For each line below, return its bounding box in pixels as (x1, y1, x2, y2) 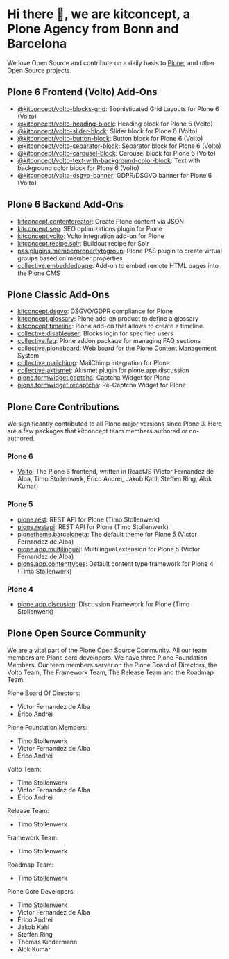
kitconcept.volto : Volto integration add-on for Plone (17, 232, 164, 240)
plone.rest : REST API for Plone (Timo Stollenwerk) (17, 515, 160, 524)
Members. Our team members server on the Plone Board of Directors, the (7, 660, 217, 669)
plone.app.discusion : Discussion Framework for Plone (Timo (17, 600, 190, 608)
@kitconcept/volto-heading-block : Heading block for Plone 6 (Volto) (17, 119, 213, 128)
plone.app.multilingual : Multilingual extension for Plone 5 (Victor (17, 544, 201, 553)
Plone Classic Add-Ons (7, 288, 110, 301)
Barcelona (7, 36, 67, 51)
